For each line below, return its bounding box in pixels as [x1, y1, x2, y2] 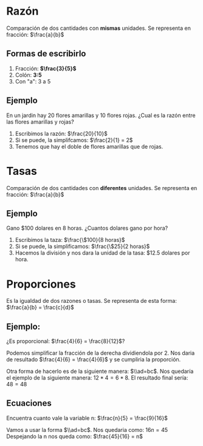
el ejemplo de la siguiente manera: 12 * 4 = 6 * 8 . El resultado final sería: [6, 374, 188, 381]
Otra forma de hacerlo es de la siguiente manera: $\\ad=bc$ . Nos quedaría [6, 367, 194, 375]
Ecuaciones [6, 398, 52, 409]
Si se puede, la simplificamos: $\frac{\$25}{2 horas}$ [15, 242, 150, 250]
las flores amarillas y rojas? [6, 118, 74, 126]
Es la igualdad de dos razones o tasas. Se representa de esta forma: [6, 297, 177, 305]
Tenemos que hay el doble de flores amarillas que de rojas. [15, 143, 163, 150]
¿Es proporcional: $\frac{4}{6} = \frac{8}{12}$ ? [6, 338, 125, 345]
